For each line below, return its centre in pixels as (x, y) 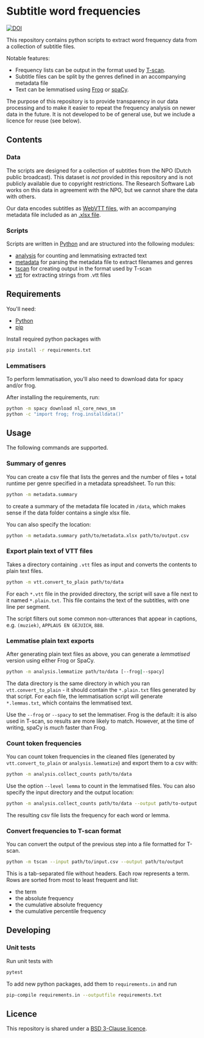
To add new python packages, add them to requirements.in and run (92, 984)
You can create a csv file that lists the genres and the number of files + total (101, 477)
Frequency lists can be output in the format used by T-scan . (90, 70)
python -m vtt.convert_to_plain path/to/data (65, 582)
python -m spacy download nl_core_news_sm (61, 408)
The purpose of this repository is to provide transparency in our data (92, 101)
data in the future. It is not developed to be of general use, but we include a (101, 114)
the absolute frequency (44, 898)
